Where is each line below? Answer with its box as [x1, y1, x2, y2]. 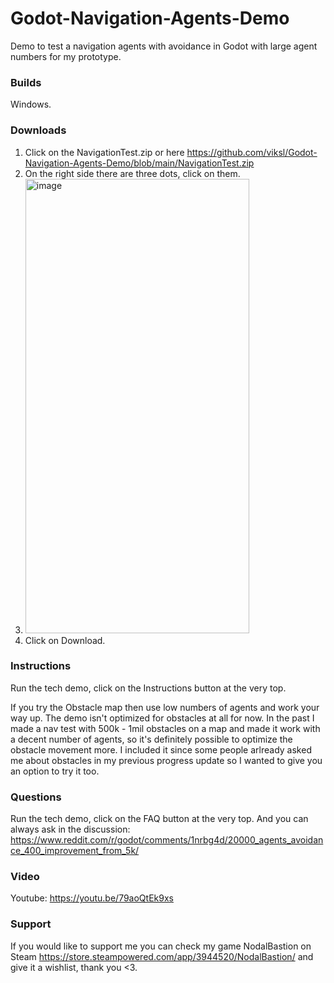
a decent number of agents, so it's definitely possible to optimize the [10, 733, 293, 745]
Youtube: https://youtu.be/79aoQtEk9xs [10, 892, 174, 904]
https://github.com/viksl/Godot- [186, 146, 318, 158]
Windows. [10, 98, 52, 111]
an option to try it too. [10, 765, 100, 777]
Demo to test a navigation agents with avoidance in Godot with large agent [10, 40, 318, 52]
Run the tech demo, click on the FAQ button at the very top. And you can [10, 813, 309, 825]
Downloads [10, 123, 67, 137]
